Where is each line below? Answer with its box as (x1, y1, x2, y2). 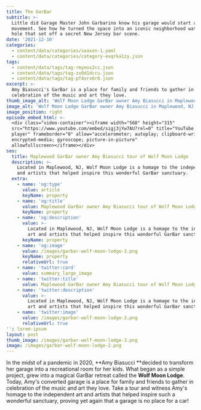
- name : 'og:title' (17, 198, 66, 204)
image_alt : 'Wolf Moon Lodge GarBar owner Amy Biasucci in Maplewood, (6, 103, 186, 110)
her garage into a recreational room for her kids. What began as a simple (6, 366, 185, 373)
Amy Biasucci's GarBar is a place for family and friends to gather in (11, 87, 194, 93)
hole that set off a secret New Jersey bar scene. (11, 31, 141, 37)
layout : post (6, 332, 39, 338)
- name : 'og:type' (17, 181, 63, 187)
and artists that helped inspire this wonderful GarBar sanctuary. (17, 170, 188, 177)
